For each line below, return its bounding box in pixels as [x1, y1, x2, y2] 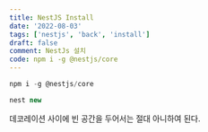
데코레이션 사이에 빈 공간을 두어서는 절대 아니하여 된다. [9, 113, 201, 124]
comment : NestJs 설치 [9, 47, 87, 56]
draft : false [9, 38, 58, 48]
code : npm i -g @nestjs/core [9, 55, 118, 64]
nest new [9, 95, 42, 104]
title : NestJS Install [9, 13, 94, 22]
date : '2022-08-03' [9, 22, 82, 31]
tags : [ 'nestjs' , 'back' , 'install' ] [9, 30, 151, 39]
